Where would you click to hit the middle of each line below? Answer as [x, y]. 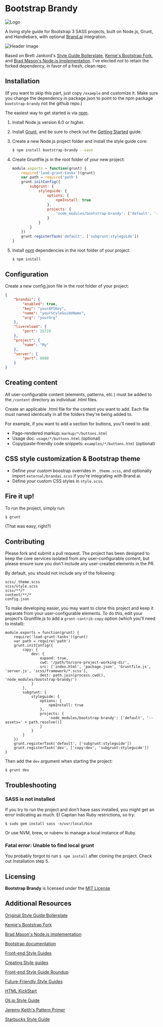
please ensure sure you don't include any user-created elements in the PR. [80, 564]
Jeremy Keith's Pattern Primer [35, 1009]
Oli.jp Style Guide [22, 1000]
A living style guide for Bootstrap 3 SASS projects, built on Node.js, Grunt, [79, 31]
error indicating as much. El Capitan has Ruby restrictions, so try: [70, 814]
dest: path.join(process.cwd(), [72, 675]
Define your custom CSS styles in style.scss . [58, 481]
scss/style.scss [21, 586]
